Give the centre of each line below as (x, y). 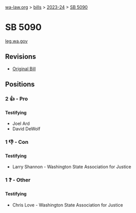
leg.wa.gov (17, 41)
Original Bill (24, 69)
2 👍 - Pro (17, 99)
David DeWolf (26, 129)
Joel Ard (21, 123)
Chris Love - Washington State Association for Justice (68, 205)
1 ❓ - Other (18, 180)
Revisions (21, 57)
